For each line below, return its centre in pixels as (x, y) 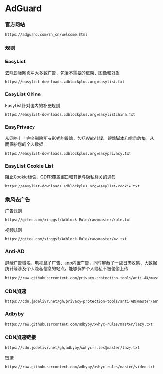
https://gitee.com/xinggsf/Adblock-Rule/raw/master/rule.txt (68, 220)
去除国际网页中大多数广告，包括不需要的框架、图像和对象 (62, 73)
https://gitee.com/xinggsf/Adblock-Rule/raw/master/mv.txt (66, 239)
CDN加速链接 (21, 337)
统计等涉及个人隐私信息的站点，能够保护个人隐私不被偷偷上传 (67, 269)
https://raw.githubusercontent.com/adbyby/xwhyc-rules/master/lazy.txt (79, 324)
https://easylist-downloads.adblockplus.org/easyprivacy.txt (68, 153)
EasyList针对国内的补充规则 (33, 105)
